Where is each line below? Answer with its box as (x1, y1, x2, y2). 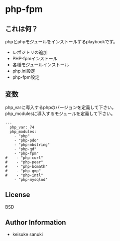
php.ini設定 (12, 68, 36, 74)
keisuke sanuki (12, 232, 43, 238)
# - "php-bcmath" (5, 164, 48, 169)
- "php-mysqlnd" (14, 177, 48, 182)
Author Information (5, 218, 66, 227)
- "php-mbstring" (14, 142, 50, 147)
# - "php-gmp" (5, 168, 41, 173)
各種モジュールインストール (12, 62, 69, 68)
